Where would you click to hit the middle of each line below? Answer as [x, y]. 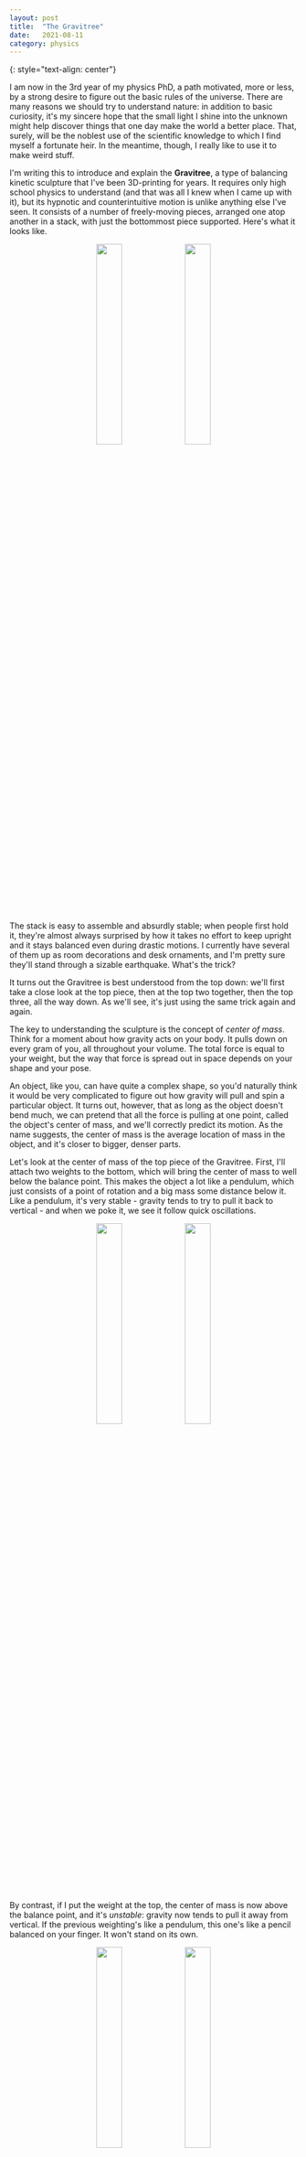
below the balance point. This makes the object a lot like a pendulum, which [152, 1182]
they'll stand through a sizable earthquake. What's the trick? [122, 965]
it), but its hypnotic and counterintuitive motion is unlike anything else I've [148, 202]
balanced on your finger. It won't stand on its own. [104, 1935]
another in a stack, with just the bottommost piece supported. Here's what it [153, 221]
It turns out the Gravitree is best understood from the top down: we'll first [147, 982]
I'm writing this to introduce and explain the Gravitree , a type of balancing [148, 173]
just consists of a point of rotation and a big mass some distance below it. [148, 1191]
